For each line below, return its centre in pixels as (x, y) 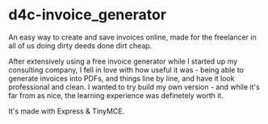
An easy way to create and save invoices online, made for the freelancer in (132, 37)
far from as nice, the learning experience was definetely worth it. (116, 95)
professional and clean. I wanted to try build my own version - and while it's (134, 87)
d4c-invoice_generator (88, 15)
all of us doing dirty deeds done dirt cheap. (80, 45)
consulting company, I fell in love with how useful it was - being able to (126, 69)
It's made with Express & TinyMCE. (67, 111)
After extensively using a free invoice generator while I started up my (123, 61)
